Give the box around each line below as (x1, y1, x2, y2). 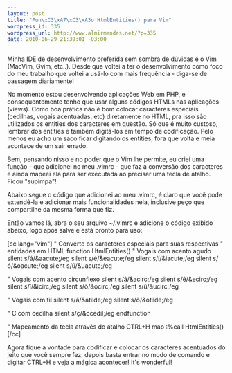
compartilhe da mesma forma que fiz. (7, 206, 114, 214)
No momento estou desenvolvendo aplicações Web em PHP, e (7, 91, 186, 99)
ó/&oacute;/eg (7, 262, 48, 270)
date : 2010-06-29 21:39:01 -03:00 (7, 36, 107, 43)
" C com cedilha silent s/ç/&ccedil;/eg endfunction (7, 309, 151, 318)
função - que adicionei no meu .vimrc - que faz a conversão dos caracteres (7, 163, 223, 171)
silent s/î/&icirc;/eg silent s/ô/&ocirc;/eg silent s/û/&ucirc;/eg (7, 282, 179, 291)
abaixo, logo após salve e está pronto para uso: (7, 226, 143, 235)
